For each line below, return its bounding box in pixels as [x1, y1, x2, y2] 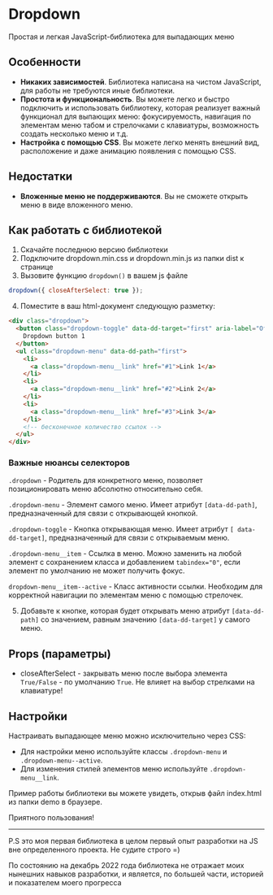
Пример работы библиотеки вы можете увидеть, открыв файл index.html [8, 789, 262, 798]
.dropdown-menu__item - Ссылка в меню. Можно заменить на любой [8, 549, 242, 558]
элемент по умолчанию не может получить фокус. [8, 566, 185, 576]
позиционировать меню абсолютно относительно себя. [8, 484, 203, 494]
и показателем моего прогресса [8, 878, 122, 888]
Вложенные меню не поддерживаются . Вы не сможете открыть [19, 191, 249, 201]
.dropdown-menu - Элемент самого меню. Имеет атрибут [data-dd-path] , [8, 500, 258, 510]
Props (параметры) [8, 647, 111, 661]
